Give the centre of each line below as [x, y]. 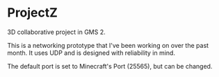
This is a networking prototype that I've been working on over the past [108, 45]
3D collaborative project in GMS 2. [56, 32]
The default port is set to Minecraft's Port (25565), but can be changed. [110, 66]
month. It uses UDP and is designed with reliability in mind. [91, 53]
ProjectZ [32, 13]
